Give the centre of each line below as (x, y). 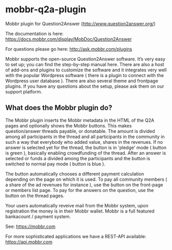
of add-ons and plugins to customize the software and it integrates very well (86, 70)
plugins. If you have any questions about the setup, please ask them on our (85, 86)
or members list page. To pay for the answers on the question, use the (80, 190)
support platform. (24, 91)
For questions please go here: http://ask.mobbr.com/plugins (69, 49)
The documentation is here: (34, 33)
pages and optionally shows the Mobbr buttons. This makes (69, 126)
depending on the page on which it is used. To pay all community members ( (86, 179)
